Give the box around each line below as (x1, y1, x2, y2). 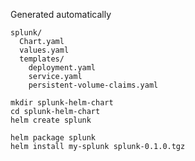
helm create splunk (10, 115, 92, 125)
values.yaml (19, 45, 70, 55)
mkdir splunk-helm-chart (10, 98, 114, 108)
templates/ (19, 54, 65, 64)
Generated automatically (10, 9, 112, 20)
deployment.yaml (28, 63, 97, 73)
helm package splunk (10, 133, 97, 143)
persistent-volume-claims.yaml (28, 80, 159, 90)
